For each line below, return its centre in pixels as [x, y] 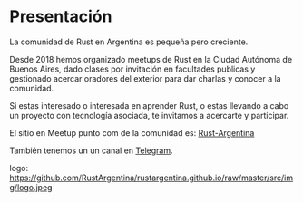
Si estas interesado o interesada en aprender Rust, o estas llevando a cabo [149, 105]
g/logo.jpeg [31, 187]
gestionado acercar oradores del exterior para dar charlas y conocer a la [145, 78]
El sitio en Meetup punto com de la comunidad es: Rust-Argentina [132, 132]
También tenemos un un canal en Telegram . [91, 150]
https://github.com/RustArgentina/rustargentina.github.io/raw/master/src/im [151, 178]
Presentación [61, 17]
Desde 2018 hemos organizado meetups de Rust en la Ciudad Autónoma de [151, 59]
